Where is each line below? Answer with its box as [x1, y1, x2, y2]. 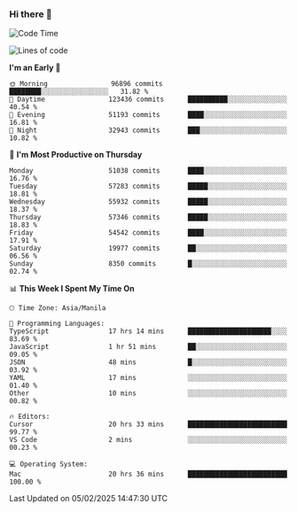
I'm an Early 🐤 [9, 62, 61, 74]
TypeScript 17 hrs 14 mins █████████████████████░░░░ [9, 327, 288, 336]
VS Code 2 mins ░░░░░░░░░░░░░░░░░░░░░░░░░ [9, 436, 288, 445]
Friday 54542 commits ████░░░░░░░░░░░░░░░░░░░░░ [9, 229, 288, 237]
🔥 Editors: [9, 412, 51, 422]
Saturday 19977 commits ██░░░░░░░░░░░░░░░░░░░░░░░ [9, 244, 288, 253]
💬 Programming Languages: [9, 319, 105, 329]
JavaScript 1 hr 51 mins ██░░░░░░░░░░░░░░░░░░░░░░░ [9, 343, 288, 352]
